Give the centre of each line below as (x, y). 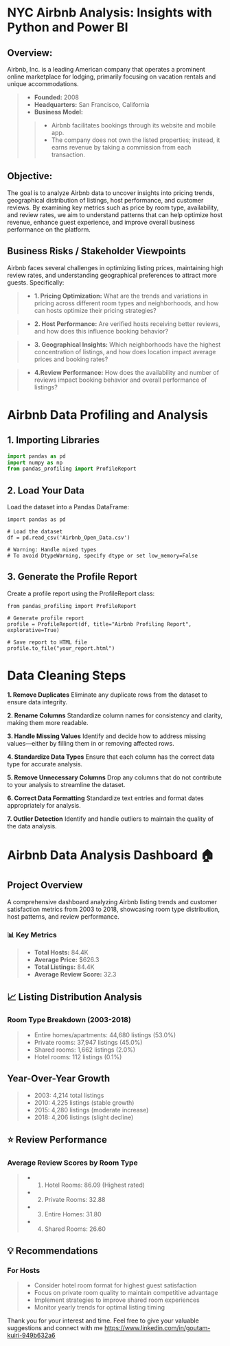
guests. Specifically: (36, 282)
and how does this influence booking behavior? (101, 331)
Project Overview (45, 885)
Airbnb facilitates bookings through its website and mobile (134, 125)
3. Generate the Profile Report (72, 577)
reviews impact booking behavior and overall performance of (120, 380)
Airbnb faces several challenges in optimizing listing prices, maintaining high (115, 267)
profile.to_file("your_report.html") (61, 648)
